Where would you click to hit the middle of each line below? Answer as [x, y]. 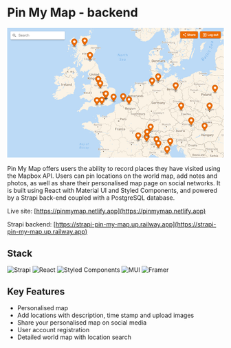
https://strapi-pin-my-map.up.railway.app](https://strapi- [136, 224]
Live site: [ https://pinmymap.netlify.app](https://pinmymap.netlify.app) [107, 211]
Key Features [36, 291]
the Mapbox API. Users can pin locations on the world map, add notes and [112, 176]
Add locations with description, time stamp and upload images [106, 315]
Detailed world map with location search [74, 337]
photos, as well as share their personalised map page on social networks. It [114, 183]
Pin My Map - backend [73, 13]
